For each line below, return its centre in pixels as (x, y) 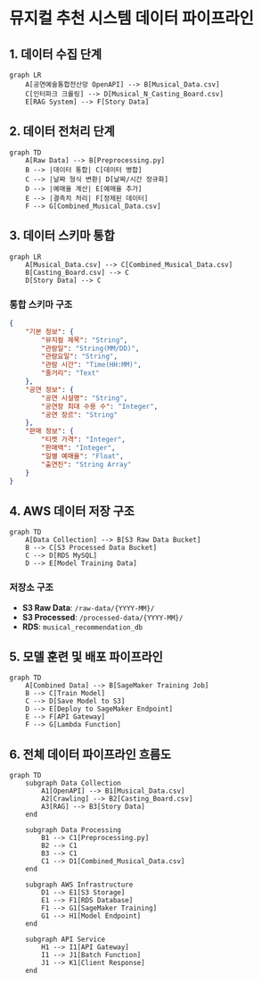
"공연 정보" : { (49, 389)
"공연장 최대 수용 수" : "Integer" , (100, 406)
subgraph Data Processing (74, 830)
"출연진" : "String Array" (86, 464)
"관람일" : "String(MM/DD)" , (90, 348)
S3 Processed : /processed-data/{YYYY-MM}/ (102, 617)
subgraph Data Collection (74, 783)
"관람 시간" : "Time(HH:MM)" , (92, 365)
